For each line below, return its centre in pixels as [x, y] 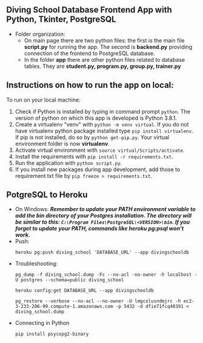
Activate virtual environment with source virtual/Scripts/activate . [100, 150]
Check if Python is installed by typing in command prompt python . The [103, 111]
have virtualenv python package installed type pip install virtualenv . [104, 131]
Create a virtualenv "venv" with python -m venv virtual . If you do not [102, 124]
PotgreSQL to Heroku [47, 195]
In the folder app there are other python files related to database [105, 59]
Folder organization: [40, 34]
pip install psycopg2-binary [52, 334]
